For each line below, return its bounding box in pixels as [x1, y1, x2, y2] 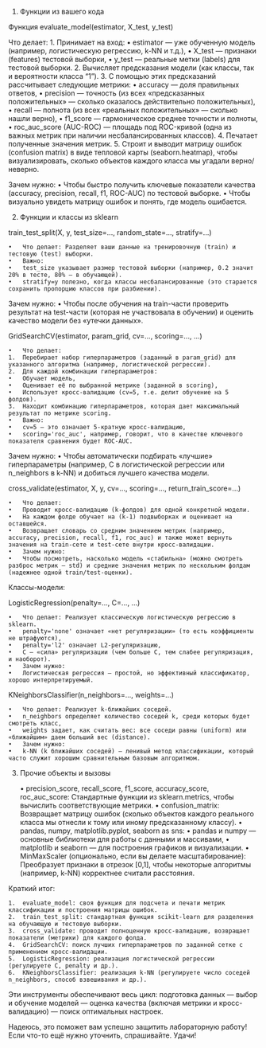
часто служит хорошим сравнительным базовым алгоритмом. [8, 754, 201, 762]
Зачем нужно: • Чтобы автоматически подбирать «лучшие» [8, 452, 213, 460]
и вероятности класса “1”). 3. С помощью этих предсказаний [8, 72, 217, 80]
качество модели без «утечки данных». [8, 316, 144, 325]
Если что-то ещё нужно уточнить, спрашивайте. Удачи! [8, 1030, 197, 1040]
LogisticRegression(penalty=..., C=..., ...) [8, 598, 141, 608]
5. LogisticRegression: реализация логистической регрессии [8, 955, 215, 963]
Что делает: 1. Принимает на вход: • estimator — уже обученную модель [8, 37, 256, 47]
